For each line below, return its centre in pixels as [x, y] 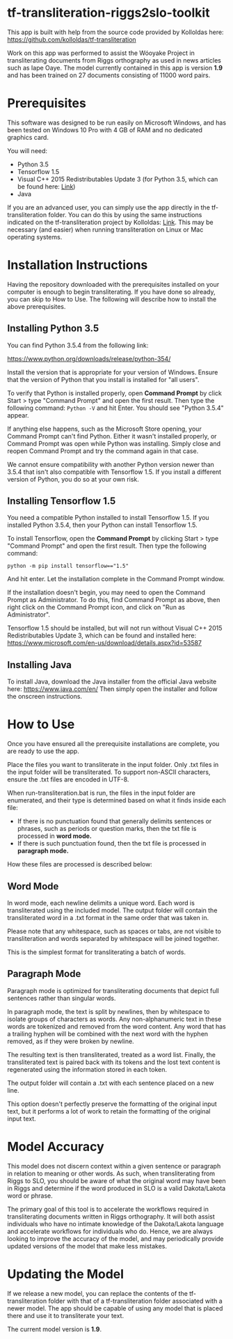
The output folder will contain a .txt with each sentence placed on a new [111, 1083]
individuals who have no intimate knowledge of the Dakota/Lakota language [116, 1223]
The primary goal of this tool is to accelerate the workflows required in [108, 1209]
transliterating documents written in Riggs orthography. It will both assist [111, 1217]
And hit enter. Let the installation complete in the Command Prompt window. [116, 579]
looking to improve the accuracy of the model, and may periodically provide [115, 1238]
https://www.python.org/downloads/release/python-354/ [89, 358]
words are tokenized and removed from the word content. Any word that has [116, 1026]
